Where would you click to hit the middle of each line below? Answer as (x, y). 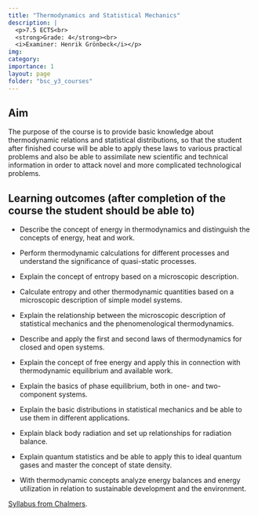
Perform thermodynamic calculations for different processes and (124, 253)
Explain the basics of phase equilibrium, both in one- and (111, 386)
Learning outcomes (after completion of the (117, 198)
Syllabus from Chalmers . (48, 504)
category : (24, 60)
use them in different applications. (74, 418)
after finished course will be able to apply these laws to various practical (125, 148)
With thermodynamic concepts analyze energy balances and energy (130, 481)
